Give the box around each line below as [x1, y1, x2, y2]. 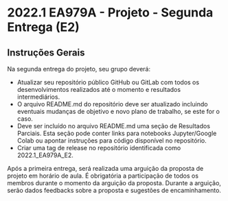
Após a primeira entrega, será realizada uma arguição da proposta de [7, 165, 204, 172]
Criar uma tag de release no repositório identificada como [16, 144, 181, 152]
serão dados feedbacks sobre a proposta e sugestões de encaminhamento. [7, 187, 222, 194]
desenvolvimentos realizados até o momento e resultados [16, 86, 181, 93]
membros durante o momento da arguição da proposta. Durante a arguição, [7, 179, 222, 187]
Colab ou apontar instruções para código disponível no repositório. [16, 137, 207, 145]
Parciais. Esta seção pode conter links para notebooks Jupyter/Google [16, 129, 217, 137]
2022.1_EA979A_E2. [16, 151, 74, 159]
